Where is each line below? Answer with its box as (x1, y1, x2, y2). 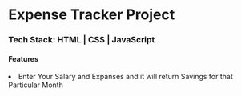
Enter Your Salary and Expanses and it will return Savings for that (18, 72, 234, 82)
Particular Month (8, 80, 64, 90)
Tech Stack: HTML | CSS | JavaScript (8, 34, 155, 46)
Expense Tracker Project (8, 6, 175, 24)
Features (8, 54, 38, 63)
